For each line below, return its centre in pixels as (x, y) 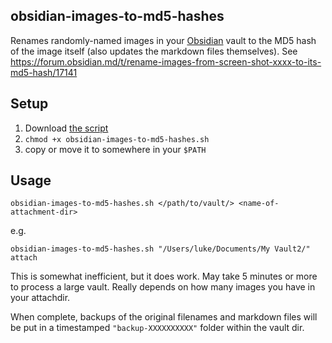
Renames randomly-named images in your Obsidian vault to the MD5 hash (163, 40)
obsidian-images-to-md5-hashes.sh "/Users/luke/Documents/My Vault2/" (160, 249)
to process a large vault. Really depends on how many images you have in (163, 287)
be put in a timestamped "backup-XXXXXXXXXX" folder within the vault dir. (157, 328)
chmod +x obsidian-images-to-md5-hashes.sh (117, 139)
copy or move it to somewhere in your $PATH (115, 149)
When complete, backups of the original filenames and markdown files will (164, 317)
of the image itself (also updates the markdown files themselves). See (154, 51)
